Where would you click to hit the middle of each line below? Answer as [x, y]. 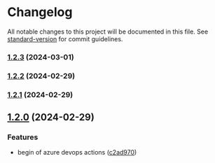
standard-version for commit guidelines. [65, 38]
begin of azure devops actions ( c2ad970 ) [77, 153]
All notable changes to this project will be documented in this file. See [108, 31]
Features [23, 137]
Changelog [40, 12]
